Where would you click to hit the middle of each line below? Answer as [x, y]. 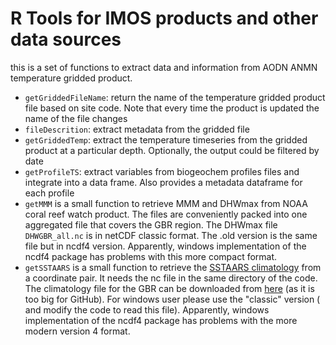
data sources [66, 39]
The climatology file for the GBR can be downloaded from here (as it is [169, 288]
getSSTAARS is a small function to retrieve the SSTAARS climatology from [173, 267]
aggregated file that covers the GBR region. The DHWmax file [151, 224]
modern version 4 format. [77, 331]
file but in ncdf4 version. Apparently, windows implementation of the [165, 246]
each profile [49, 193]
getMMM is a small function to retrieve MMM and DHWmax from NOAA [166, 203]
